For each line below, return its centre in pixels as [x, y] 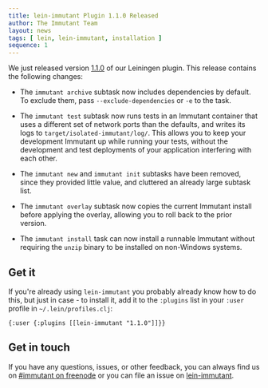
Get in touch [39, 348]
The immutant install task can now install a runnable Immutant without [137, 239]
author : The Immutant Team [53, 23]
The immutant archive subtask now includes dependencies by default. [135, 92]
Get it [22, 272]
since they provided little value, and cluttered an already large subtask [135, 182]
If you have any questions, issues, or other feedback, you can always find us [134, 366]
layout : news [30, 30]
